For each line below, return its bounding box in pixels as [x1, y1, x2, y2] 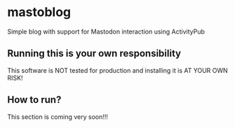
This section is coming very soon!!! [7, 113, 109, 121]
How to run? [7, 94, 62, 106]
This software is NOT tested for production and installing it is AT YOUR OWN [7, 66, 228, 74]
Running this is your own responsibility [7, 48, 181, 59]
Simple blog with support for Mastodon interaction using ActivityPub [7, 27, 206, 36]
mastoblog [7, 4, 72, 20]
